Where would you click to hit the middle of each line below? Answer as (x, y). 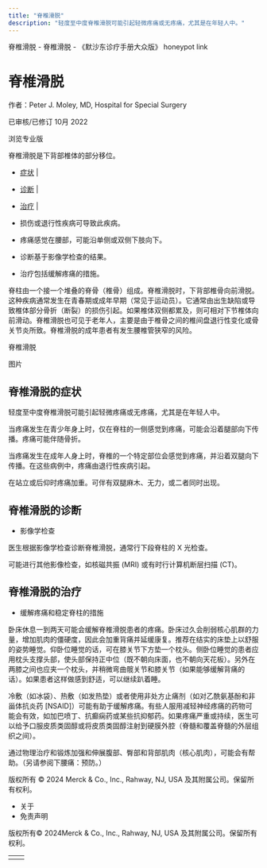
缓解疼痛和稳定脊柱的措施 (62, 612)
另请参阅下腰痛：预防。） (65, 762)
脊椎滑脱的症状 (45, 391)
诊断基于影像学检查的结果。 (65, 257)
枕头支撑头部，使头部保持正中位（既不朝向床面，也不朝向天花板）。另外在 (135, 659)
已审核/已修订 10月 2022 (48, 122)
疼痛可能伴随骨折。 (53, 439)
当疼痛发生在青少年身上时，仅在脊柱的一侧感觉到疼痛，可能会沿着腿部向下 (130, 429)
